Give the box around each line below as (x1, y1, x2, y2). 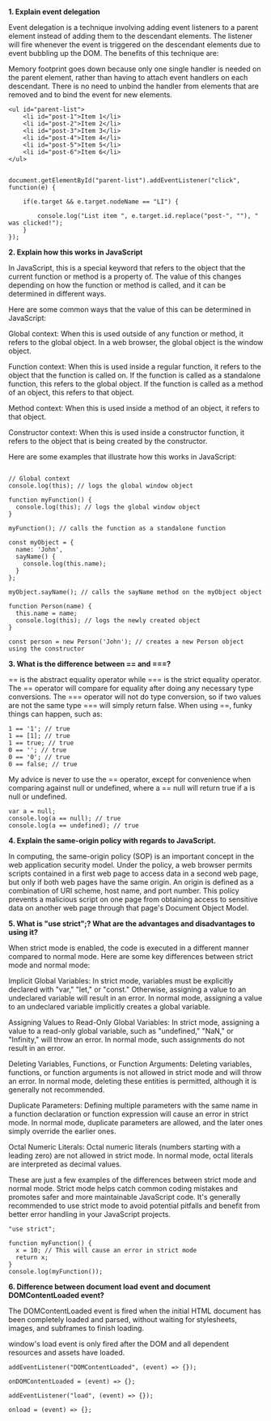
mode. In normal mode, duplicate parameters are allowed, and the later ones (8, 1118, 263, 1127)
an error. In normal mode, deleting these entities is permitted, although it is (8, 1077, 257, 1086)
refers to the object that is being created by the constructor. (8, 437, 208, 446)
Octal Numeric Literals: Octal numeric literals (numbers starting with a (8, 1142, 241, 1151)
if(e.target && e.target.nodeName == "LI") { (23, 198, 180, 206)
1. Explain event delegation (8, 7, 101, 16)
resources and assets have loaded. (8, 1348, 125, 1357)
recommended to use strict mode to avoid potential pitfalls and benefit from (8, 1201, 260, 1210)
